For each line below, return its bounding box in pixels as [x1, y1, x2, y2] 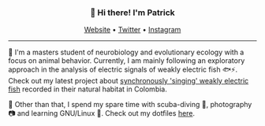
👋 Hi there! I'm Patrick [90, 7, 175, 18]
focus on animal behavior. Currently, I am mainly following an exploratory [8, 56, 245, 65]
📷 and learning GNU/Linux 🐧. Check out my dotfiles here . [8, 109, 196, 118]
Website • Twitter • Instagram [84, 25, 181, 35]
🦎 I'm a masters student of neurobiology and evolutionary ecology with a [8, 47, 244, 57]
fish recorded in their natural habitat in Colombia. [8, 84, 167, 94]
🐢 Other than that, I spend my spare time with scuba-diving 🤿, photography [8, 100, 252, 109]
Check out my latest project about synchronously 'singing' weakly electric [8, 76, 249, 86]
